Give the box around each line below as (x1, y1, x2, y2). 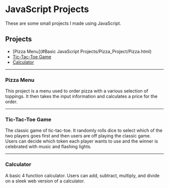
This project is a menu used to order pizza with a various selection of (5, 88, 148, 94)
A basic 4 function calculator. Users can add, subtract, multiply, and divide (5, 172, 160, 178)
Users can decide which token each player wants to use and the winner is (5, 138, 158, 145)
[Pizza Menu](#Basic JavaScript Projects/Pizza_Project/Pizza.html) (12, 48, 152, 54)
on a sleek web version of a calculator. (5, 178, 85, 184)
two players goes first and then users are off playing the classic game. (5, 133, 151, 139)
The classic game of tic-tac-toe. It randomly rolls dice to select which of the (5, 127, 162, 133)
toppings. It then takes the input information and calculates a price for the (5, 93, 157, 100)
